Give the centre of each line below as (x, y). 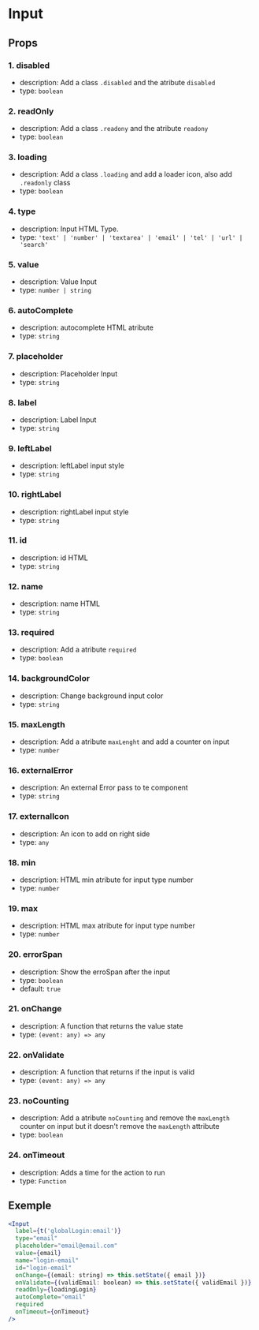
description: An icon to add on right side (85, 834)
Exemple (30, 1206)
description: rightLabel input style (74, 512)
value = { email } (38, 1253)
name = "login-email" (47, 1260)
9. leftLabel (30, 448)
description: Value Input (58, 282)
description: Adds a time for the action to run (92, 1172)
